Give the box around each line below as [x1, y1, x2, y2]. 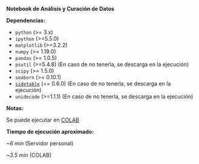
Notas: [6, 105, 24, 111]
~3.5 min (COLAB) [6, 151, 52, 159]
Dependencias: [6, 17, 45, 24]
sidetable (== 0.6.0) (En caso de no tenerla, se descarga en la [15, 80, 171, 87]
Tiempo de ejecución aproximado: [6, 128, 94, 135]
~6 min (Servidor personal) [6, 140, 74, 147]
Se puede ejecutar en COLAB [6, 116, 80, 123]
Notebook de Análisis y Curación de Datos [6, 5, 115, 12]
